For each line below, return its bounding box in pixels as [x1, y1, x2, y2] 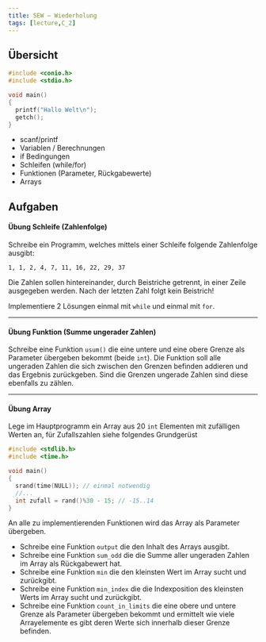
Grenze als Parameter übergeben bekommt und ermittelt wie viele [19, 609, 235, 619]
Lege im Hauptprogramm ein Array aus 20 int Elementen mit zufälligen [8, 421, 240, 431]
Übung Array [8, 404, 51, 413]
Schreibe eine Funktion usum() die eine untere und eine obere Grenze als [8, 344, 245, 354]
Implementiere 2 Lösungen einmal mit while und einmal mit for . [8, 302, 215, 311]
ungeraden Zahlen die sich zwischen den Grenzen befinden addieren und [8, 362, 249, 371]
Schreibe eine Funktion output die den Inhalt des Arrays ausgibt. [19, 542, 230, 552]
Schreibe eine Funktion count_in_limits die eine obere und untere [19, 601, 236, 611]
